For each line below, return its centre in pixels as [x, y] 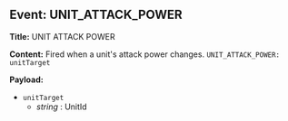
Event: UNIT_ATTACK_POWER [96, 15]
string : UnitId [62, 107]
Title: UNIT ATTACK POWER [62, 36]
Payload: [26, 79]
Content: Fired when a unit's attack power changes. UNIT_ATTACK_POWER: [145, 54]
